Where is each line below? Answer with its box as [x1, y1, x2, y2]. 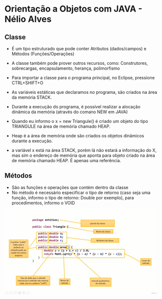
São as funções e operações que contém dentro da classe [11, 184, 129, 190]
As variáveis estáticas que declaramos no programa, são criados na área [11, 90, 157, 95]
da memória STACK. [11, 94, 52, 100]
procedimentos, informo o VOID [11, 200, 75, 206]
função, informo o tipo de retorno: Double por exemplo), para [11, 194, 134, 200]
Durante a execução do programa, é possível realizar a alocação [11, 104, 141, 109]
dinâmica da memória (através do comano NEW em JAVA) [11, 109, 128, 115]
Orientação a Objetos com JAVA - [4, 3, 143, 15]
